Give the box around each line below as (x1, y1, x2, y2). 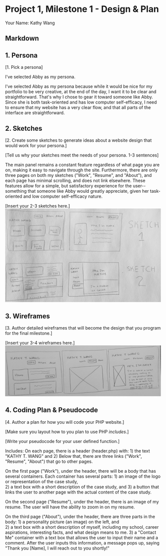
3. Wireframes (5, 312, 50, 320)
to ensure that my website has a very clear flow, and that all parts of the (5, 105, 151, 111)
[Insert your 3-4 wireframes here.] (5, 340, 75, 346)
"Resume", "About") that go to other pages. (5, 458, 93, 464)
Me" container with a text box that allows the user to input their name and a (5, 534, 158, 541)
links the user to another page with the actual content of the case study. (5, 489, 152, 495)
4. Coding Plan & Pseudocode (5, 406, 98, 414)
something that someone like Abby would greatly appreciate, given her (5, 188, 149, 194)
